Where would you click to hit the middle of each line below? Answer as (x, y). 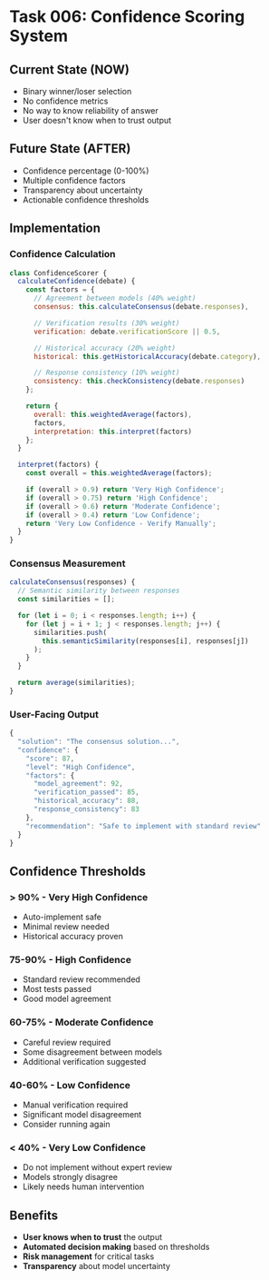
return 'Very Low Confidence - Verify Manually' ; (121, 523)
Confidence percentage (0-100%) (86, 171)
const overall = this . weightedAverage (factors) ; (119, 473)
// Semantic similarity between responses (99, 591)
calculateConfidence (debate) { (77, 282)
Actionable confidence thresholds (86, 199)
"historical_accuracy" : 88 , (86, 801)
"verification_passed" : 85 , (86, 792)
